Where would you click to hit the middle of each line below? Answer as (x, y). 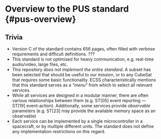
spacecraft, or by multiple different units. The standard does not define (83, 126)
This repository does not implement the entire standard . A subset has (81, 69)
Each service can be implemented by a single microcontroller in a (77, 121)
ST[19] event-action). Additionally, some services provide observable (81, 106)
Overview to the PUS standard (67, 9)
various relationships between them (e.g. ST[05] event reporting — (79, 100)
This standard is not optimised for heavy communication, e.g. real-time (83, 59)
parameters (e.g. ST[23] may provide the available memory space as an (84, 111)
